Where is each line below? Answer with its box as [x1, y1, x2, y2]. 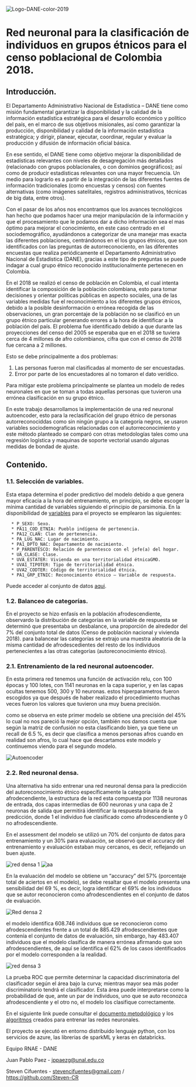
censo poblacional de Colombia [6, 51, 163, 64]
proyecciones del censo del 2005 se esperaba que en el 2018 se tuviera [6, 329, 180, 336]
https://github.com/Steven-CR [6, 1074, 79, 1081]
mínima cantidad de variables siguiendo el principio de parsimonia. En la [6, 503, 180, 510]
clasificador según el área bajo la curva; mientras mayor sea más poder [6, 980, 179, 987]
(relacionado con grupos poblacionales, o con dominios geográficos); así [6, 163, 183, 170]
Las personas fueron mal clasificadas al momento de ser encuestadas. [14, 364, 185, 371]
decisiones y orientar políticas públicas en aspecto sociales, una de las [6, 292, 177, 299]
